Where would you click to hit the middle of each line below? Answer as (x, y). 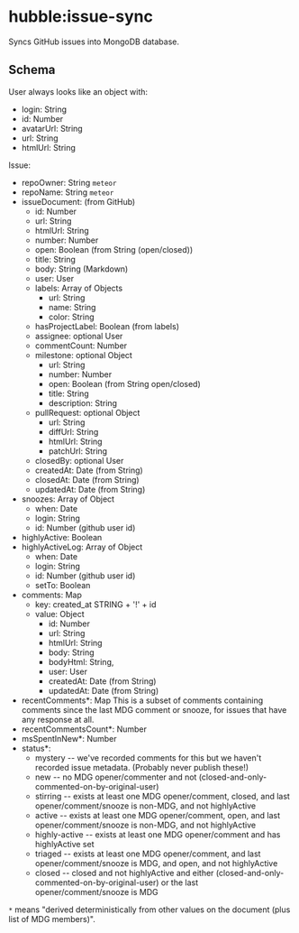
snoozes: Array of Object (68, 499)
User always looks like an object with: (78, 91)
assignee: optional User (79, 336)
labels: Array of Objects (79, 288)
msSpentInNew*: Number (69, 738)
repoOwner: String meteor (69, 182)
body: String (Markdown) (82, 269)
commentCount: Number (81, 346)
